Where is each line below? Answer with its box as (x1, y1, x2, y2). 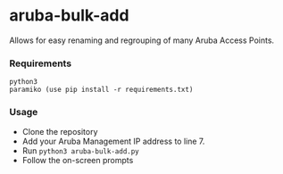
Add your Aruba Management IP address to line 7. (21, 136, 205, 146)
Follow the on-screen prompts (21, 154, 134, 165)
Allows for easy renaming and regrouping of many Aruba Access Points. (9, 35, 275, 46)
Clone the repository (21, 126, 98, 137)
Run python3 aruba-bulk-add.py (21, 145, 140, 156)
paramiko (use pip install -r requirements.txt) (9, 86, 194, 95)
